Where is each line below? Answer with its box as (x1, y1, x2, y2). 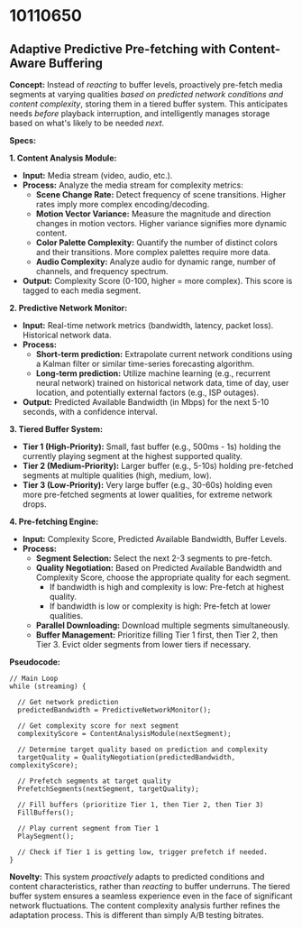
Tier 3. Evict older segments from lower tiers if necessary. (35, 639, 252, 649)
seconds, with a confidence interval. (22, 407, 158, 417)
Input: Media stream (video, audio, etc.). (22, 170, 173, 180)
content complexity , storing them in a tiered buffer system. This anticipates (9, 98, 288, 109)
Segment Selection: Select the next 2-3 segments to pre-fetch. (35, 553, 273, 564)
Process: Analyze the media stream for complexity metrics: (22, 179, 243, 190)
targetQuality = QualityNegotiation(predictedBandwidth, (17, 753, 236, 762)
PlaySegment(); (17, 832, 75, 841)
